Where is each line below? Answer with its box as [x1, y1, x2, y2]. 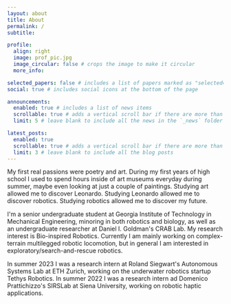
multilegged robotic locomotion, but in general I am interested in [27, 239, 209, 248]
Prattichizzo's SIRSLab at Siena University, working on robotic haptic [7, 282, 201, 290]
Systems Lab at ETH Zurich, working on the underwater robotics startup [7, 267, 211, 275]
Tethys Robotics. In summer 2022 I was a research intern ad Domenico [7, 274, 208, 283]
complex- [195, 232, 223, 240]
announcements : [7, 98, 51, 105]
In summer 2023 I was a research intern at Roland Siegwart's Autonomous [7, 260, 218, 268]
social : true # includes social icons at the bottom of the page [7, 86, 198, 93]
